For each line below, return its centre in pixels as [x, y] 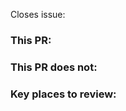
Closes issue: [38, 14]
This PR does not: [54, 67]
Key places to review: [63, 94]
